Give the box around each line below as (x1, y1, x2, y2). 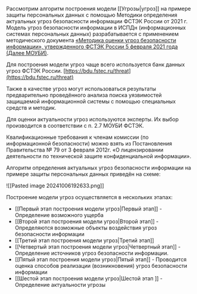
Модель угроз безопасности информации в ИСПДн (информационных (6, 24, 186, 31)
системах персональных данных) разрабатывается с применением (6, 30, 179, 38)
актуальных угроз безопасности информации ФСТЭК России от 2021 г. (6, 18, 188, 24)
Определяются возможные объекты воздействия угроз (14, 224, 157, 231)
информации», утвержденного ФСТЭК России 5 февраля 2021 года (6, 43, 179, 50)
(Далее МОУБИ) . (6, 49, 49, 56)
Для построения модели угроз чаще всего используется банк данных (6, 61, 185, 68)
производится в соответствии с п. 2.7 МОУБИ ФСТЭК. (6, 122, 145, 129)
